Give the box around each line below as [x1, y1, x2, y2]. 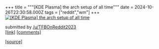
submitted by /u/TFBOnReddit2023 [5, 24, 77, 30]
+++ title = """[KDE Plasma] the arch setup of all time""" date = [5, 4, 134, 10]
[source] [5, 39, 23, 45]
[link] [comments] [5, 29, 41, 35]
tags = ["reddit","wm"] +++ [44, 9, 100, 15]
